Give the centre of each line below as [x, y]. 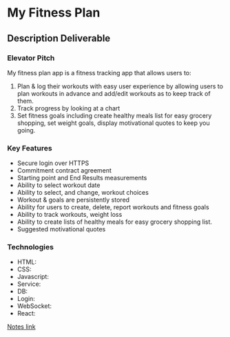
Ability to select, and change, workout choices [83, 193]
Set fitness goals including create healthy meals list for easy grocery [114, 115]
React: [26, 314]
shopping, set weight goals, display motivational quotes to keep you [113, 123]
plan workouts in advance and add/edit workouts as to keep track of [114, 93]
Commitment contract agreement [64, 171]
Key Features [30, 148]
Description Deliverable [59, 38]
